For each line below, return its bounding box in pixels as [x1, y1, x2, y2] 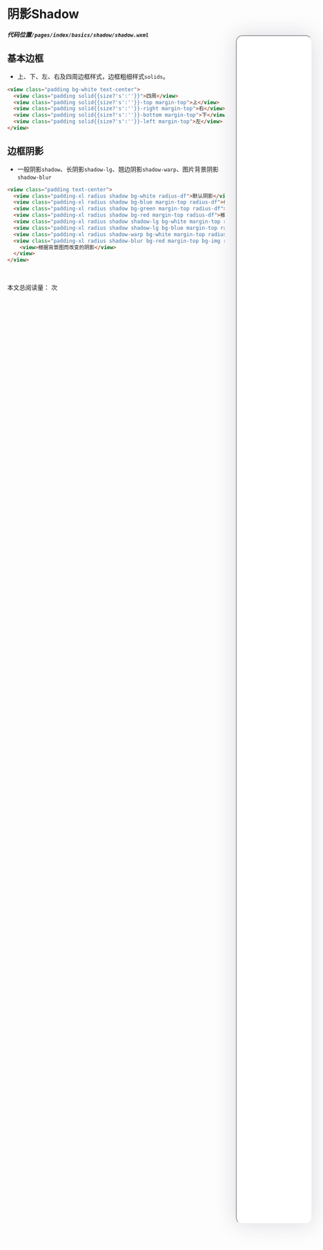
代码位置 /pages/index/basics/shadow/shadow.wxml [7, 30, 150, 39]
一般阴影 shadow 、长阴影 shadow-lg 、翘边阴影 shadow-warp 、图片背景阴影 [17, 165, 219, 173]
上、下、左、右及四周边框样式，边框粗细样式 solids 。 [17, 72, 169, 80]
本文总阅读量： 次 [7, 284, 57, 292]
